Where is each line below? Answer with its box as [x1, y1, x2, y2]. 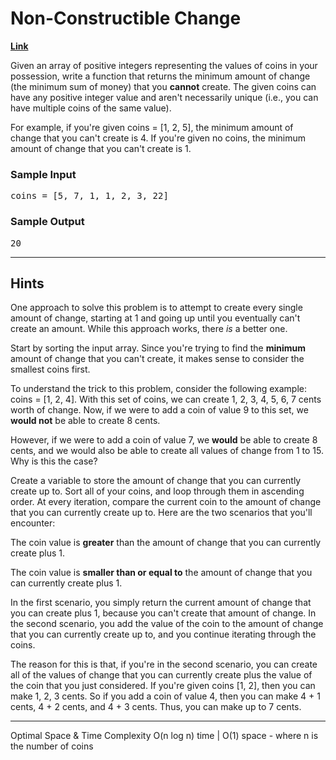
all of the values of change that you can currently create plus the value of [10, 669, 313, 681]
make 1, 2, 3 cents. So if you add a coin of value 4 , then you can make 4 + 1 [10, 690, 321, 702]
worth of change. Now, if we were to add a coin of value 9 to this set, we [10, 404, 309, 416]
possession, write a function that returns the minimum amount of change [10, 70, 311, 82]
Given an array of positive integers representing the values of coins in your [10, 59, 318, 71]
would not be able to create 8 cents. [10, 415, 161, 427]
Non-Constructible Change [10, 7, 242, 30]
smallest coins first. [10, 363, 91, 376]
